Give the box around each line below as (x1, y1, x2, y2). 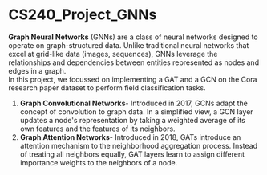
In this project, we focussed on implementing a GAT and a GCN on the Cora (8, 74, 257, 84)
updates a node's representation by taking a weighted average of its (19, 115, 246, 125)
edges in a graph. (8, 66, 67, 75)
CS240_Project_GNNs (8, 6, 157, 24)
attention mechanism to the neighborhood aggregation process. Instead (19, 141, 258, 150)
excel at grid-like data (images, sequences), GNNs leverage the (8, 49, 218, 58)
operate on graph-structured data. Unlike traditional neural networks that (8, 40, 249, 50)
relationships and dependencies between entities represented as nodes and (8, 58, 259, 67)
